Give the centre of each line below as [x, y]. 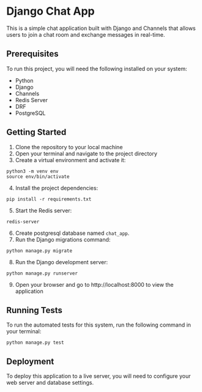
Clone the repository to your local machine [69, 147]
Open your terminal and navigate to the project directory [86, 153]
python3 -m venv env [33, 171]
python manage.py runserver [42, 273]
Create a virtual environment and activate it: [70, 160]
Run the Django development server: [62, 262]
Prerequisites [32, 54]
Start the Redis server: [43, 210]
